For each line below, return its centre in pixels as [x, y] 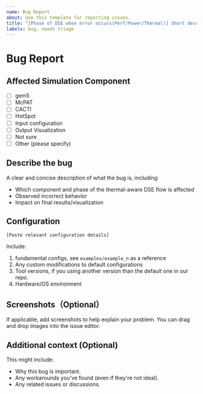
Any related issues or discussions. [58, 384]
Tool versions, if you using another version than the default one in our [101, 271]
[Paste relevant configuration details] [58, 235]
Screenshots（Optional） [55, 305]
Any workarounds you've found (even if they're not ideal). [87, 378]
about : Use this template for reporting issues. [69, 18]
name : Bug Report [28, 12]
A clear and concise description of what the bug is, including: [82, 178]
